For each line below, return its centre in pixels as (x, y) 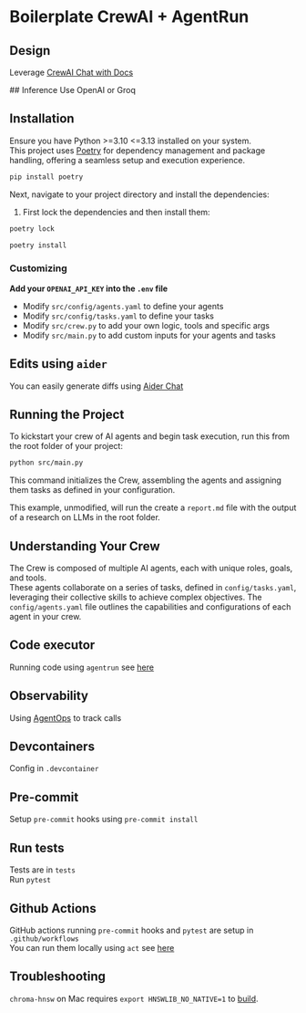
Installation (42, 119)
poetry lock (32, 229)
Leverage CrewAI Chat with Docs (71, 72)
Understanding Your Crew (85, 546)
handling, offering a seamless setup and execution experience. (127, 160)
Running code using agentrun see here (82, 667)
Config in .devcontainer (54, 768)
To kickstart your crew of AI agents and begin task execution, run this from (149, 436)
